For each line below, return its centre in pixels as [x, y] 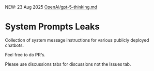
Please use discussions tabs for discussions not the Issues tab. [68, 64]
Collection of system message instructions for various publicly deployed [77, 40]
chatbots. [15, 45]
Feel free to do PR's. [25, 54]
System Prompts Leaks [53, 27]
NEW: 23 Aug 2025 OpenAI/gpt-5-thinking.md [51, 7]
